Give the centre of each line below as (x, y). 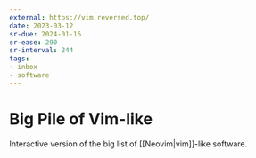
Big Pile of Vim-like (81, 118)
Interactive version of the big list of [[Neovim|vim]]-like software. (128, 144)
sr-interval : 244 (41, 51)
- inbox (24, 67)
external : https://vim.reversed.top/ (79, 17)
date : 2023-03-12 (41, 26)
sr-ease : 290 (33, 42)
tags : (19, 59)
